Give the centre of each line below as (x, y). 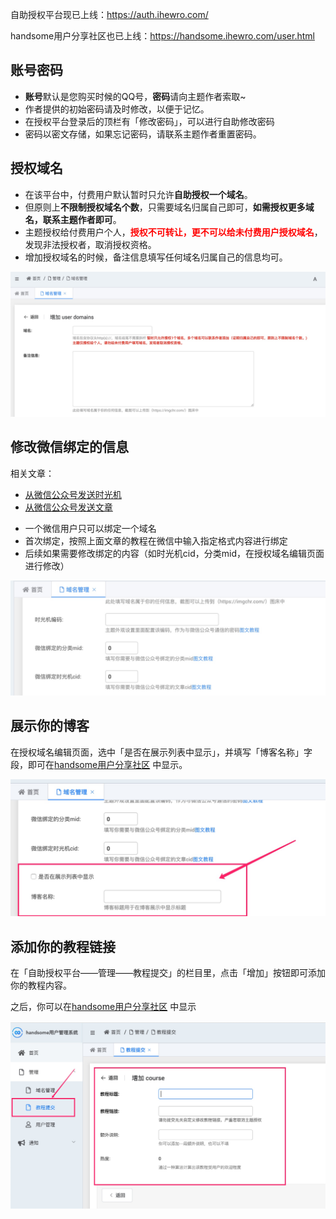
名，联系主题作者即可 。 (73, 219)
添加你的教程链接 (63, 946)
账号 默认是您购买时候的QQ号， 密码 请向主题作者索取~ (135, 96)
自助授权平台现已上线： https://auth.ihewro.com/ (109, 14)
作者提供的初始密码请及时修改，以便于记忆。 (117, 109)
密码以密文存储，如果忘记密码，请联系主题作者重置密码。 (143, 134)
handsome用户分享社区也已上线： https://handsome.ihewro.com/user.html (162, 36)
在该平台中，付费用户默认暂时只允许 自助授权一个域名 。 (138, 194)
